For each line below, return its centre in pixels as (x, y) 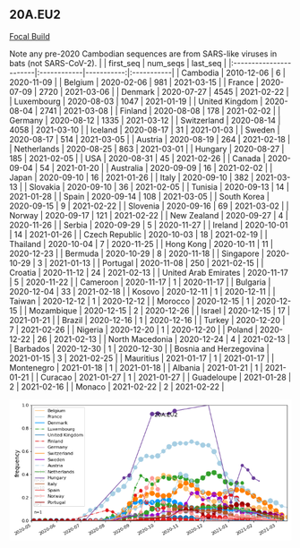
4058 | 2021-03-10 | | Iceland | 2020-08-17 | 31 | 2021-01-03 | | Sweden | (145, 130)
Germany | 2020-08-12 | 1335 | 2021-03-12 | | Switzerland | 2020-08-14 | (145, 120)
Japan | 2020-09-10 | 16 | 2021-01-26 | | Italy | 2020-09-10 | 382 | (132, 177)
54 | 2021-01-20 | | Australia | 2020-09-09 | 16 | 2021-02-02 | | (156, 167)
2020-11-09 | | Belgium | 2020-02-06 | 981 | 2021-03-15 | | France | (134, 82)
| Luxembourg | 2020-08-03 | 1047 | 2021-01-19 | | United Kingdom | (136, 101)
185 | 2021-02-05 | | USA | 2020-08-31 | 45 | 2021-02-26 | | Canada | (137, 158)
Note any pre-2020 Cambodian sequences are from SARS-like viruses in (143, 54)
